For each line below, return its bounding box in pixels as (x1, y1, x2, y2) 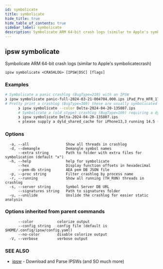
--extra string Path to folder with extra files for (17, 150, 142, 155)
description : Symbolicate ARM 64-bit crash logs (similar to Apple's (5, 30, 149, 34)
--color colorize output (17, 219, 90, 224)
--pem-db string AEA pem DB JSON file (17, 167, 110, 172)
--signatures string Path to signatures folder (17, 188, 120, 193)
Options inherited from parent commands (5, 208, 105, 215)
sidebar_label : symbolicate (5, 25, 62, 30)
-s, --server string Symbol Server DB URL (9, 184, 110, 189)
